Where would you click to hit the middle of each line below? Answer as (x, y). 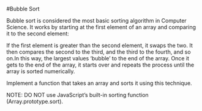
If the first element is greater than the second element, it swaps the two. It (99, 45)
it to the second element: (38, 34)
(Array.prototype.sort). (35, 101)
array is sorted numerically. (41, 71)
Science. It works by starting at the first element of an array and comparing (101, 27)
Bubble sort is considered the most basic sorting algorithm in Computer (96, 20)
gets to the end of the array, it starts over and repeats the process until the (100, 65)
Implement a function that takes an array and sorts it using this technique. (99, 83)
